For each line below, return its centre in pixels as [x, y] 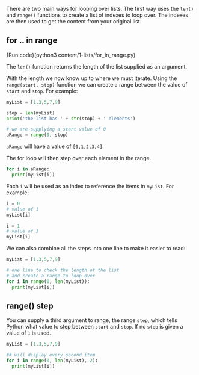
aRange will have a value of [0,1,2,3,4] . [55, 146]
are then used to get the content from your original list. [74, 21]
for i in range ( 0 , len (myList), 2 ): [52, 361]
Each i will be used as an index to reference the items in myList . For [90, 186]
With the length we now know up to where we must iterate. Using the [92, 78]
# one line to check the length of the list [63, 270]
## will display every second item [51, 355]
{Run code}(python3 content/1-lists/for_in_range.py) [71, 55]
